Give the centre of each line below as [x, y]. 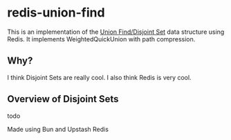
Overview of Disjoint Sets [63, 99]
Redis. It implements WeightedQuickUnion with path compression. [101, 39]
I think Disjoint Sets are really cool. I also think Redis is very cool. [99, 77]
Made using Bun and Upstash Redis [58, 129]
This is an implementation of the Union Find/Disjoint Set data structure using [116, 32]
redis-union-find [56, 13]
